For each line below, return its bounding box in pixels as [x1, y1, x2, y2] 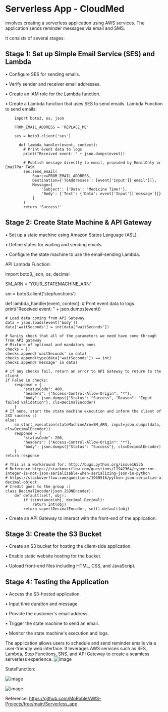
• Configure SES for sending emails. [5, 71, 81, 77]
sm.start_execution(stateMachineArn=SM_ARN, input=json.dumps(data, [14, 422, 161, 427]
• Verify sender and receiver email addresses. [5, 81, 101, 87]
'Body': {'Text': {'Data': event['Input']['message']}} [41, 191, 161, 196]
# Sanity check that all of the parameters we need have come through [5, 333, 157, 339]
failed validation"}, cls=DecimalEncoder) [5, 400, 96, 405]
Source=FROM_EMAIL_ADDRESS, [32, 173, 92, 178]
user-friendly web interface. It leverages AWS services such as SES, [5, 646, 147, 652]
